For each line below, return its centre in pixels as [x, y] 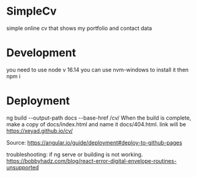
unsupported [23, 167]
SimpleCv [32, 11]
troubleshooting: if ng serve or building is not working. [75, 154]
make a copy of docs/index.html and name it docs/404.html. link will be [96, 124]
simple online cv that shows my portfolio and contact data [79, 28]
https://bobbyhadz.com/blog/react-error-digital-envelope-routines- [91, 161]
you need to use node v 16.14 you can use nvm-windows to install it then [98, 70]
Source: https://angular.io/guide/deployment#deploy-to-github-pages [94, 142]
